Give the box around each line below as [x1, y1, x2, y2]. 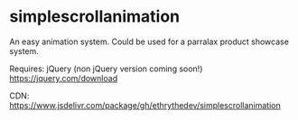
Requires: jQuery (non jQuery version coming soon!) [9, 63, 203, 74]
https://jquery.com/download [9, 72, 118, 83]
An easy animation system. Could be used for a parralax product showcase [9, 36, 289, 47]
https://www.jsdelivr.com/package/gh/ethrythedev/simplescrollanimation [9, 99, 282, 110]
